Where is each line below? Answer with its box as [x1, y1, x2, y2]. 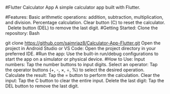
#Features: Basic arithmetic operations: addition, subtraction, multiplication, [5, 14, 163, 20]
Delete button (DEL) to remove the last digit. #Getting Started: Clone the [7, 25, 158, 31]
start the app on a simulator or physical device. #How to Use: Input [5, 56, 145, 62]
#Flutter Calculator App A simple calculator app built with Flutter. [5, 5, 141, 10]
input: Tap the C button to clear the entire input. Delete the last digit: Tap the [5, 78, 164, 83]
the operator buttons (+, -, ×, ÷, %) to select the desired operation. [5, 67, 145, 73]
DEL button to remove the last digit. [5, 83, 79, 89]
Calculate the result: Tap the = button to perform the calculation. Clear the [5, 72, 160, 78]
